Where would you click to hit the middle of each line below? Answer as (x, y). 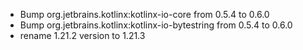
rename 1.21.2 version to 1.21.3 (82, 35)
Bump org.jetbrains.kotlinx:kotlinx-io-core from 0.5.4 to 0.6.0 (144, 14)
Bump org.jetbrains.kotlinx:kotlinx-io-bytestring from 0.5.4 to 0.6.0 (156, 25)
